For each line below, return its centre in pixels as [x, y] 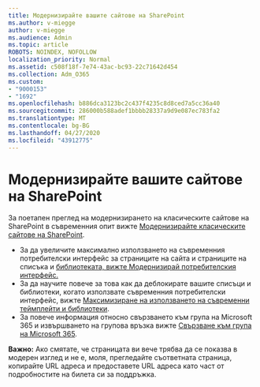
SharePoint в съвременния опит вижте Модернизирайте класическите [127, 227]
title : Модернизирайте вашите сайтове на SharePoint [97, 15]
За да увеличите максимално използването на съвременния [122, 250]
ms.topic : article [38, 45]
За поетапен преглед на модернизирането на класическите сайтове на [129, 218]
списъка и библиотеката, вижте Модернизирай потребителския [128, 267]
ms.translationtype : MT [47, 118]
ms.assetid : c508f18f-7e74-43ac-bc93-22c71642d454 [93, 67]
